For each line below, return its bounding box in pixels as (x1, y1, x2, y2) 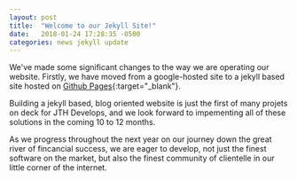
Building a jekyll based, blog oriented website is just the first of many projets (9, 98, 288, 109)
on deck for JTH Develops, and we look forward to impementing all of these (9, 107, 286, 118)
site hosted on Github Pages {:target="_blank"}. (9, 81, 182, 91)
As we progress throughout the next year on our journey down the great (9, 134, 272, 145)
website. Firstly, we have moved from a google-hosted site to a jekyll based (9, 72, 285, 82)
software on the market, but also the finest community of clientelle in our (9, 153, 275, 164)
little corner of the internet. (9, 162, 108, 173)
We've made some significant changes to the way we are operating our (9, 62, 270, 73)
